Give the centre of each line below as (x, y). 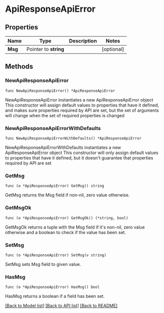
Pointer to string (45, 49)
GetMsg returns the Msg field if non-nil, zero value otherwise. (68, 195)
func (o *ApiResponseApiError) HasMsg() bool (52, 287)
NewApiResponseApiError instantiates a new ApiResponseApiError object (79, 100)
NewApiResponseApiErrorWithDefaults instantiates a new (63, 147)
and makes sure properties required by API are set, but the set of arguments (82, 110)
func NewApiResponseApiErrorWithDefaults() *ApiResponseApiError (73, 138)
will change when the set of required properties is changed (65, 115)
